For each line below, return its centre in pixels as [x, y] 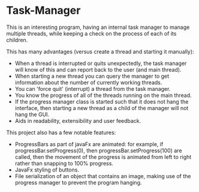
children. [17, 40]
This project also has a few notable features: [61, 132]
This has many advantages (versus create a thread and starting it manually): [100, 51]
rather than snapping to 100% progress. [64, 163]
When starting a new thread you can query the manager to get [92, 76]
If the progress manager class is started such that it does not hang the [102, 101]
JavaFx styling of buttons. [47, 170]
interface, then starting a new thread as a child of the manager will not [102, 108]
